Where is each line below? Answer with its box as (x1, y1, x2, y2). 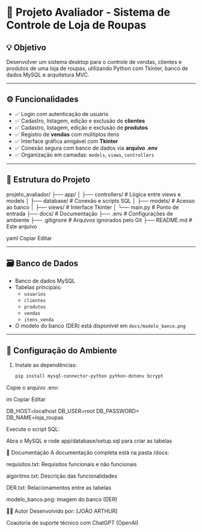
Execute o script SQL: (6, 426, 60, 433)
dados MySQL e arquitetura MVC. (6, 71, 90, 78)
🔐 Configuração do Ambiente (6, 345, 117, 356)
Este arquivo (6, 223, 37, 230)
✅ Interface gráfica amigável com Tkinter (14, 137, 118, 144)
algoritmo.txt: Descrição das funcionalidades (6, 472, 117, 479)
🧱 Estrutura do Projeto (6, 175, 90, 185)
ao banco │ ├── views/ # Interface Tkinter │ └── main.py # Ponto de (6, 204, 179, 211)
